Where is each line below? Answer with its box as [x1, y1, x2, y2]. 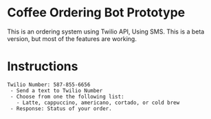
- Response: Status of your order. [10, 105, 112, 112]
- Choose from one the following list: [10, 93, 125, 100]
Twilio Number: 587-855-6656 [7, 81, 91, 88]
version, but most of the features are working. [7, 34, 137, 42]
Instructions [7, 59, 78, 75]
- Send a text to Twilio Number [10, 87, 103, 94]
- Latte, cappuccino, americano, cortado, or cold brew [16, 99, 180, 106]
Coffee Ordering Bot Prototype [7, 5, 186, 21]
